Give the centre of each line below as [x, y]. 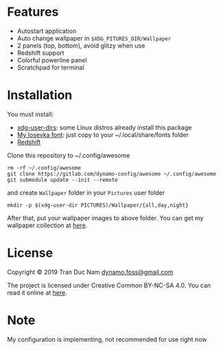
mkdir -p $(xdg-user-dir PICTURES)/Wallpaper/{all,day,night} [98, 205]
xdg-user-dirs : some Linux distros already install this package [104, 127]
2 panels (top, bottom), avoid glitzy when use [81, 45]
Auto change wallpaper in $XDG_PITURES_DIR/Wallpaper [94, 38]
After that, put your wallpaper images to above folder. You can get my [105, 218]
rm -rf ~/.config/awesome [44, 168]
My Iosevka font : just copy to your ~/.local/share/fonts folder [103, 135]
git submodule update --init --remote [62, 180]
